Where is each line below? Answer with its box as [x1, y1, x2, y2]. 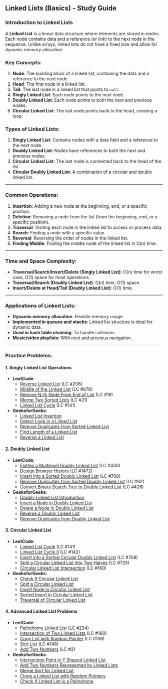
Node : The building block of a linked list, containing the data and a [12, 70, 149, 76]
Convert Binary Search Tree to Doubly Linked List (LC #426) [19, 484, 144, 490]
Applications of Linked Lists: [5, 302, 76, 309]
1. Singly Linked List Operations [5, 364, 72, 370]
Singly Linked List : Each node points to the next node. [12, 91, 125, 97]
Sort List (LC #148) [19, 641, 59, 647]
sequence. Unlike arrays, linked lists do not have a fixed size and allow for [5, 41, 157, 47]
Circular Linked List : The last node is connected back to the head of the [12, 158, 161, 165]
